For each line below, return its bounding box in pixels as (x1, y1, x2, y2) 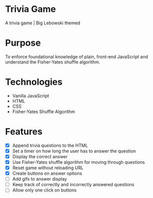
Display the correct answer (12, 153, 68, 159)
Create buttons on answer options (12, 170, 82, 177)
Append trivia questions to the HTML (12, 142, 88, 148)
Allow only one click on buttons (12, 187, 77, 193)
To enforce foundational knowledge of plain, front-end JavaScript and (5, 54, 148, 60)
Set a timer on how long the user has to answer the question (12, 148, 136, 154)
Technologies (5, 76, 63, 88)
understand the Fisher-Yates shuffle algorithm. (5, 59, 100, 65)
